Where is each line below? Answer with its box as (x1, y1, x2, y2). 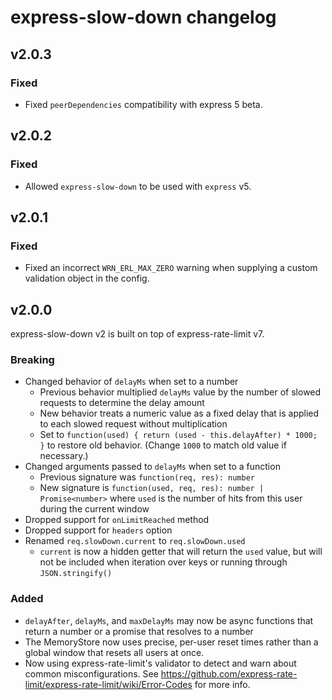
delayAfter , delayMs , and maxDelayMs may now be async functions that (24, 614, 314, 626)
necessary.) (39, 450, 89, 462)
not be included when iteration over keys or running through (39, 556, 288, 568)
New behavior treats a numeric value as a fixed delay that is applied (39, 407, 320, 420)
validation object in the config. (24, 272, 150, 285)
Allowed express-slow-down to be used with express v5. (24, 180, 252, 192)
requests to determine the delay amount (39, 397, 205, 409)
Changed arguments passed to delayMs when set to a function (24, 461, 281, 473)
